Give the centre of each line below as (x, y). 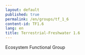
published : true (22, 14)
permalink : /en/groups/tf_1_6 (37, 19)
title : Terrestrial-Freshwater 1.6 (43, 33)
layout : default (22, 10)
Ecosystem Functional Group (35, 47)
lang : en (14, 28)
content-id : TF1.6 (25, 24)
